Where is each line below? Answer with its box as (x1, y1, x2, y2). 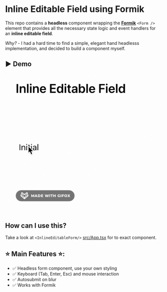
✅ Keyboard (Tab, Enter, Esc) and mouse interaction (12, 271, 119, 277)
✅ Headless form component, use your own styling (12, 265, 117, 272)
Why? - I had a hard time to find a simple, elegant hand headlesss (5, 40, 140, 46)
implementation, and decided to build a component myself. (5, 45, 126, 51)
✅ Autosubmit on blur (12, 277, 57, 283)
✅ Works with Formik (12, 282, 56, 288)
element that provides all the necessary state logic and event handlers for (5, 25, 156, 31)
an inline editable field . (5, 30, 53, 36)
